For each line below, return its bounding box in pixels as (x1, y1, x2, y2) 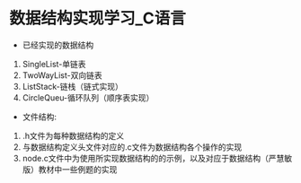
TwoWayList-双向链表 (22, 69, 102, 81)
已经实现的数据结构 (22, 39, 94, 50)
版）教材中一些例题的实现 (22, 163, 118, 175)
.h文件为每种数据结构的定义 (22, 130, 125, 141)
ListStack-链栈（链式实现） (22, 81, 124, 91)
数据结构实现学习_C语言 (9, 8, 187, 29)
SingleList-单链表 (22, 58, 87, 69)
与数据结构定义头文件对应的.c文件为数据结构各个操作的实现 (22, 141, 243, 152)
